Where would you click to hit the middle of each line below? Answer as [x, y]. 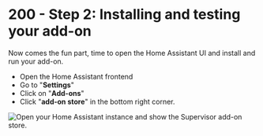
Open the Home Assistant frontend [76, 76]
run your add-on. [36, 61]
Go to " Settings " [47, 85]
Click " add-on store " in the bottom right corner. [97, 101]
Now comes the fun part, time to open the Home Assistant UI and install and [132, 53]
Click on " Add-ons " [52, 93]
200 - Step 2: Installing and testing [124, 15]
